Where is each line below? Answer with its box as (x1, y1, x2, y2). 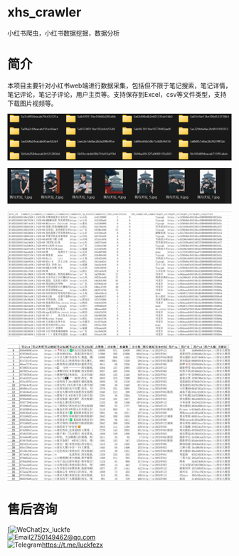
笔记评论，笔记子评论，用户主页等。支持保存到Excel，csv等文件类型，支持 (7, 90, 227, 98)
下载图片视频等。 (7, 99, 58, 107)
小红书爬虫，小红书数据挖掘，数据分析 (7, 28, 119, 37)
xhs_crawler (7, 4, 82, 21)
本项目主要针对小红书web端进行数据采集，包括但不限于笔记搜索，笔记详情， (7, 81, 232, 90)
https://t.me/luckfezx (41, 540, 103, 549)
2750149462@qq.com (30, 533, 96, 542)
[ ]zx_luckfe (7, 525, 70, 534)
